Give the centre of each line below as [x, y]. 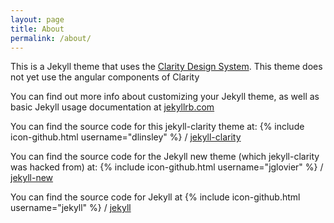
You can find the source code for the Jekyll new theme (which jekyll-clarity [165, 157]
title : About [37, 29]
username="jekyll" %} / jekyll [71, 208]
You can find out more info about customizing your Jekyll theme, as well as [165, 97]
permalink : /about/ [51, 38]
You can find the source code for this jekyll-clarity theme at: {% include [157, 127]
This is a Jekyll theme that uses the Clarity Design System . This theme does [166, 67]
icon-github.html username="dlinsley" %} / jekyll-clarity [126, 137]
